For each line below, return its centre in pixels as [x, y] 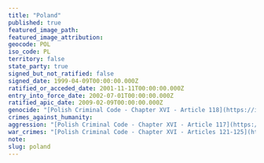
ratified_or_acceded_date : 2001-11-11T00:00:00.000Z [96, 88]
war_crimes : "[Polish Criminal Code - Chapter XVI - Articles [112, 132]
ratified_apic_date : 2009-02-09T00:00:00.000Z [86, 103]
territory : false [37, 60]
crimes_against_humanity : [50, 118]
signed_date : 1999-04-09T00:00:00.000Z [73, 81]
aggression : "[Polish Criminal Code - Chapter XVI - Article [110, 125]
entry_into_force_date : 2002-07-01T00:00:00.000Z [91, 96]
